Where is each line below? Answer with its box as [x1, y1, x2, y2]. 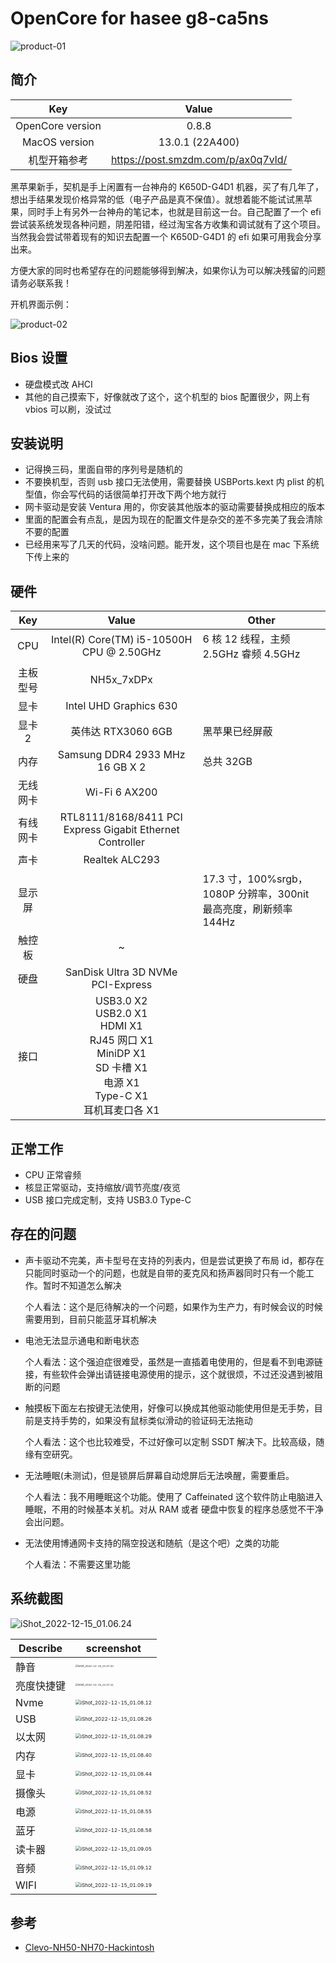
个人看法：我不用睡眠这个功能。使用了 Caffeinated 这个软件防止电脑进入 [24, 1490, 324, 1502]
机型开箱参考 [28, 153, 89, 167]
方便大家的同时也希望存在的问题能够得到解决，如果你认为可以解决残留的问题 [10, 264, 326, 276]
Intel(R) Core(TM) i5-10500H [51, 633, 193, 647]
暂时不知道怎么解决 [42, 1279, 122, 1291]
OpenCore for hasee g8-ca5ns [10, 7, 269, 30]
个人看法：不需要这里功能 [24, 1558, 131, 1570]
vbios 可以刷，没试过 [24, 403, 112, 415]
